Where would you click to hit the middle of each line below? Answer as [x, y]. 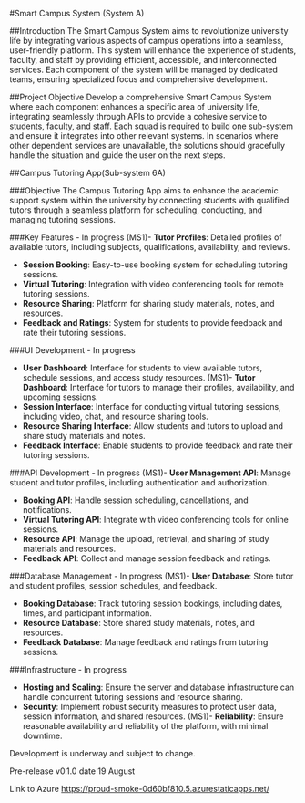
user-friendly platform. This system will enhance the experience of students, [153, 50]
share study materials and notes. [84, 436]
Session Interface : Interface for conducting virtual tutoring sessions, [152, 407]
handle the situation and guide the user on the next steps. [117, 155]
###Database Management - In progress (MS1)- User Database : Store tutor [152, 576]
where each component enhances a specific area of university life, [135, 107]
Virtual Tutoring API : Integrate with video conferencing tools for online [155, 520]
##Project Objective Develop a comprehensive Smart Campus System [141, 97]
